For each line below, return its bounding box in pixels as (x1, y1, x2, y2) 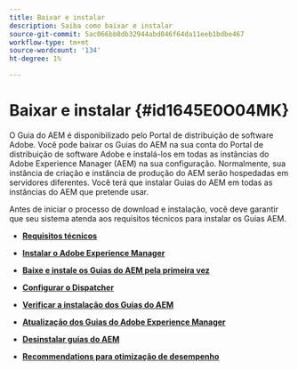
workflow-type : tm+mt (9, 37, 90, 47)
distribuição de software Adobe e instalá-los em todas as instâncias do (9, 149, 270, 159)
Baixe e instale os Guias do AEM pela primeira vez (21, 264, 211, 276)
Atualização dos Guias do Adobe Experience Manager (21, 317, 226, 327)
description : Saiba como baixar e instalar (9, 21, 173, 30)
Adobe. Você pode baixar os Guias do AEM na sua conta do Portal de (9, 139, 264, 149)
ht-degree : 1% (9, 54, 62, 63)
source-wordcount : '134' (9, 46, 101, 55)
